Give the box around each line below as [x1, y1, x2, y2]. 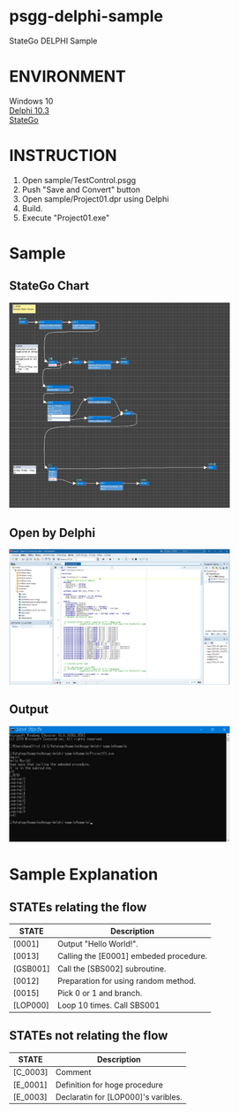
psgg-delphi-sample [9, 6, 163, 27]
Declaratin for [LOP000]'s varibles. [56, 1091, 183, 1102]
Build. [21, 203, 43, 213]
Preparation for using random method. [56, 975, 197, 986]
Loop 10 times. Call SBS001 [56, 1000, 161, 1010]
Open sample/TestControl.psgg [21, 174, 137, 185]
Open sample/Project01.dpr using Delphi [21, 193, 169, 204]
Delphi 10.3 [9, 104, 50, 116]
